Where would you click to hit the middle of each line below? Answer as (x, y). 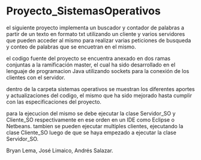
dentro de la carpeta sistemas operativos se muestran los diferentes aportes (100, 89)
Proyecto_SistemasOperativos (83, 11)
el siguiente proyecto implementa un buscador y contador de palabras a (95, 28)
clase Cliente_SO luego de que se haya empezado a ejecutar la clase (91, 132)
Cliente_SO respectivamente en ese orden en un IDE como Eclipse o (91, 120)
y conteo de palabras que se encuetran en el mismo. (71, 47)
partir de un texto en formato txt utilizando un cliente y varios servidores (96, 34)
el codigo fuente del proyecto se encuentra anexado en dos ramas (88, 58)
